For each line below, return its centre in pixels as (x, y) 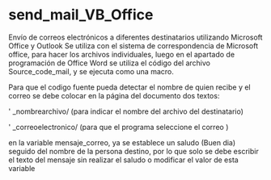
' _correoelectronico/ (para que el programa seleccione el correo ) (119, 127)
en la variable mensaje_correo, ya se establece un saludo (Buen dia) (122, 142)
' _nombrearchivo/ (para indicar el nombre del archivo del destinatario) (126, 111)
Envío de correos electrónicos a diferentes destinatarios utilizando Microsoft (135, 37)
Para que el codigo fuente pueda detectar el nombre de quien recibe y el (129, 87)
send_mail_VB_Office (81, 15)
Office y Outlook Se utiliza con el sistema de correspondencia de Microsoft (133, 45)
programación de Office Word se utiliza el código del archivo (109, 63)
